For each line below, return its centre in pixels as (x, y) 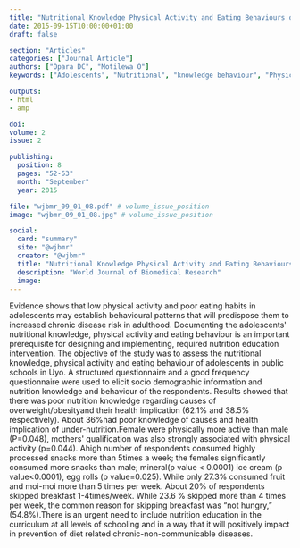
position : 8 (40, 165)
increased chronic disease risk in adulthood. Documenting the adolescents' (148, 325)
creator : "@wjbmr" (52, 256)
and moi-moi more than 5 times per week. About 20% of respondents (137, 486)
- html (21, 99)
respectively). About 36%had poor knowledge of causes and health (134, 420)
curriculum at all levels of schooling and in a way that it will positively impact (150, 525)
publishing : (31, 157)
